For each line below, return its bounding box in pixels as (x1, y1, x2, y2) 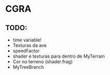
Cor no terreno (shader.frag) (12, 59, 73, 64)
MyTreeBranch (12, 64, 45, 70)
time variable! (12, 37, 42, 43)
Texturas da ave (12, 42, 47, 48)
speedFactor (12, 48, 40, 54)
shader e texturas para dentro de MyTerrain (12, 53, 105, 59)
